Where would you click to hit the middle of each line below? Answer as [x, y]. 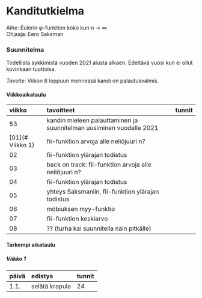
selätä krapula [51, 286]
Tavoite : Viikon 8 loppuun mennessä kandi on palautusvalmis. [83, 81]
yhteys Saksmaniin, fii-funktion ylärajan [103, 192]
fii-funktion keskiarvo [77, 219]
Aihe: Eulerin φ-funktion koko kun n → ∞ [57, 28]
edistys [42, 276]
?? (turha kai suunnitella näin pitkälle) [99, 228]
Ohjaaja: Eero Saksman [35, 34]
